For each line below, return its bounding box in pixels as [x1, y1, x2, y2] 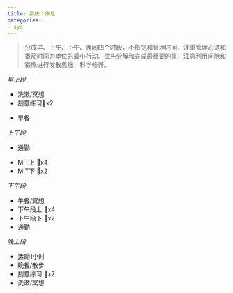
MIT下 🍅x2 [17, 167, 48, 175]
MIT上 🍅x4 [17, 158, 49, 167]
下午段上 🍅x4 [17, 205, 56, 213]
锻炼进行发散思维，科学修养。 [24, 61, 110, 69]
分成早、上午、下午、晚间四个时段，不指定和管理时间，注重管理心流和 [24, 43, 227, 52]
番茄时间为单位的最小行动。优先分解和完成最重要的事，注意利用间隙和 [24, 52, 227, 60]
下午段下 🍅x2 [17, 214, 56, 223]
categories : [7, 17, 42, 24]
